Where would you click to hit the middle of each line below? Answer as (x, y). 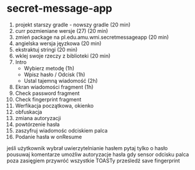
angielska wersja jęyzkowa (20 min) (58, 43)
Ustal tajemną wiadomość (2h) (61, 80)
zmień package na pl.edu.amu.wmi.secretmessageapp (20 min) (92, 37)
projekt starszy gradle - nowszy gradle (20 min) (73, 25)
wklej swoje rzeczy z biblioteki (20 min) (63, 56)
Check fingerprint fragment (48, 99)
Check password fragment (47, 93)
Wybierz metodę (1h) (49, 68)
